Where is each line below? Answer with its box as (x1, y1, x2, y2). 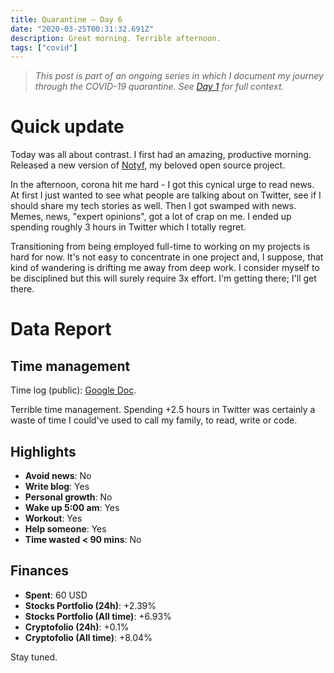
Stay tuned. (10, 651, 58, 663)
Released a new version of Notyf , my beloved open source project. (10, 159, 286, 171)
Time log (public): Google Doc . (10, 384, 137, 396)
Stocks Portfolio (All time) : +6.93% (24, 610, 172, 622)
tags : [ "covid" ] (10, 42, 78, 53)
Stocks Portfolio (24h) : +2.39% (24, 599, 157, 611)
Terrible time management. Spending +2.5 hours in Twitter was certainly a (10, 404, 316, 416)
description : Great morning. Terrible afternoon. (10, 33, 222, 43)
